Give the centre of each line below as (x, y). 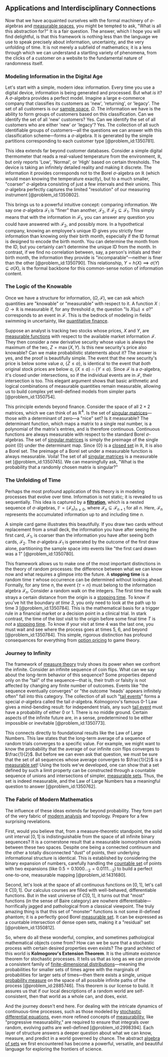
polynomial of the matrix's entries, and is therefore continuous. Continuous (82, 429)
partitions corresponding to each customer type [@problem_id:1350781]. (80, 141)
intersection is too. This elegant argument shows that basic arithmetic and (82, 381)
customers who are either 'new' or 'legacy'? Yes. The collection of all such (82, 125)
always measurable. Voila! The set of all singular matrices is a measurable (81, 456)
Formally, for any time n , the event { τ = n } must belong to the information (80, 585)
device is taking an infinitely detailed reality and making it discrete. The (78, 167)
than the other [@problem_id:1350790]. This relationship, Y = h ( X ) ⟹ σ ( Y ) (82, 263)
